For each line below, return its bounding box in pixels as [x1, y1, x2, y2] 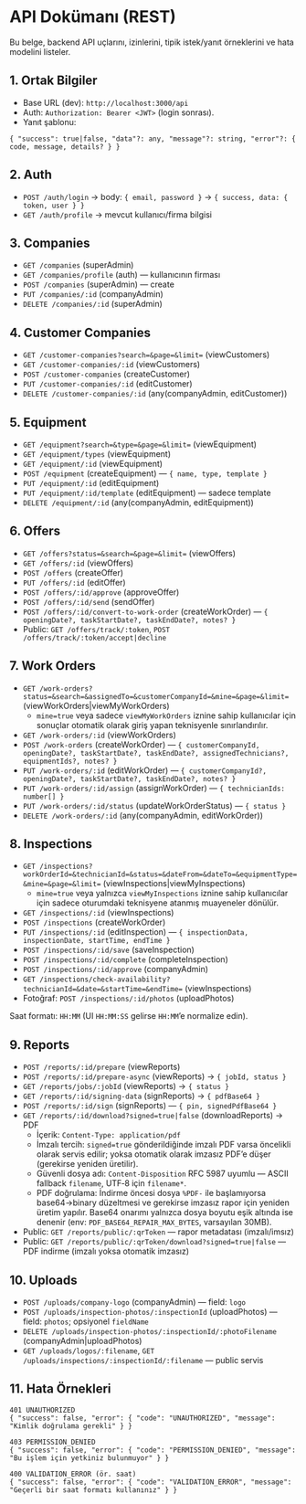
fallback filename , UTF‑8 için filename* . [36, 1178, 187, 1189]
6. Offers [9, 524, 61, 539]
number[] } [22, 792, 65, 801]
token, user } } [22, 201, 85, 210]
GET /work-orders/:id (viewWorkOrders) [22, 729, 176, 740]
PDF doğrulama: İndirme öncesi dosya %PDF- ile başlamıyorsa [36, 1188, 267, 1199]
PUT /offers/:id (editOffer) [22, 577, 126, 588]
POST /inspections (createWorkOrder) [22, 916, 166, 928]
